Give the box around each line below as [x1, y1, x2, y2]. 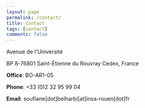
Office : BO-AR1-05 [6, 72, 54, 79]
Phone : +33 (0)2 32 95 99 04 [6, 83, 81, 91]
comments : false [6, 32, 48, 38]
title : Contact [6, 20, 45, 26]
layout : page [6, 8, 40, 15]
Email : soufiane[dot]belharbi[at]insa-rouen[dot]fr [6, 95, 130, 103]
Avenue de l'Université [6, 48, 63, 55]
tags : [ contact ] [6, 25, 48, 32]
